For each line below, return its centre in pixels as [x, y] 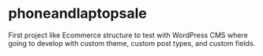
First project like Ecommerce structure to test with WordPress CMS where [128, 35]
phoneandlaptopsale [78, 14]
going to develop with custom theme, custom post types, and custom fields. [132, 43]
